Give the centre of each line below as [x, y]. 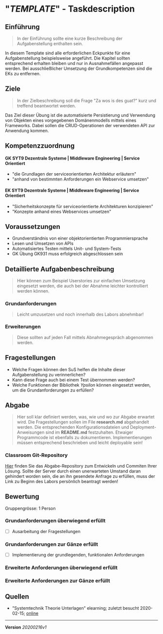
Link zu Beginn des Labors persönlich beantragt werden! [62, 481]
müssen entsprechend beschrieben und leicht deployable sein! [80, 443]
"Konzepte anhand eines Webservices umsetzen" [62, 211]
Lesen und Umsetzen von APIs [43, 244]
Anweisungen [31, 432]
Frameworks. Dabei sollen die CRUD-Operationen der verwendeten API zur [80, 125]
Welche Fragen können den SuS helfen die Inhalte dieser [69, 369]
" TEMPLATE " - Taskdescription [70, 9]
